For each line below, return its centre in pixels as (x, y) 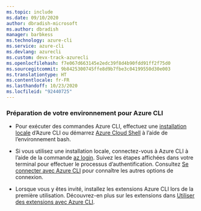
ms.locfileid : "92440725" (39, 92)
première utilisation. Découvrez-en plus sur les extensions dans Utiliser (105, 196)
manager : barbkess (30, 35)
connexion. (29, 177)
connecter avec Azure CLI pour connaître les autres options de (94, 171)
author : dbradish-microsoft (42, 23)
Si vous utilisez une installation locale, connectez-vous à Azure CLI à (102, 151)
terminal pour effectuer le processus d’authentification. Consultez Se (102, 164)
